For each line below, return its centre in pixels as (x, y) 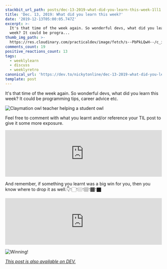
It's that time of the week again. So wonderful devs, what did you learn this (82, 93)
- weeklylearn (24, 61)
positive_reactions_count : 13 (37, 51)
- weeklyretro (24, 70)
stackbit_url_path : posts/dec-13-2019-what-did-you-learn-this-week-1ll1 (83, 10)
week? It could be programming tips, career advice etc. (62, 98)
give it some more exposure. (34, 123)
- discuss (20, 65)
